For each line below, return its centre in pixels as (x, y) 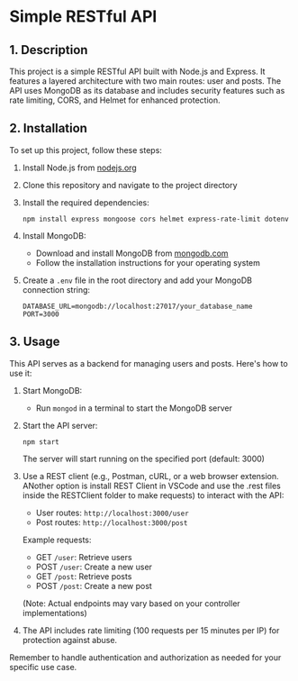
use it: (21, 373)
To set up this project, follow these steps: (86, 150)
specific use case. (43, 667)
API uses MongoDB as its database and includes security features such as (147, 91)
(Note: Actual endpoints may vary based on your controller (131, 603)
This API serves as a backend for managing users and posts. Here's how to (149, 363)
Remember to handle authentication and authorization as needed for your (145, 657)
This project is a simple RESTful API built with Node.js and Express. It (137, 71)
